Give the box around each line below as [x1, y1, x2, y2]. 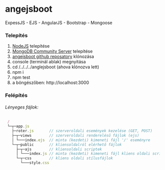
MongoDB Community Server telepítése [12, 48, 93, 55]
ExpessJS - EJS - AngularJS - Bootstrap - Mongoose [5, 20, 112, 26]
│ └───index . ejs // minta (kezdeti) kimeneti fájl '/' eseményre [11, 138, 151, 142]
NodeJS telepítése [12, 43, 50, 49]
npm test [12, 75, 30, 81]
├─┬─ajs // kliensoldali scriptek [16, 146, 102, 152]
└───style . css [20, 161, 50, 166]
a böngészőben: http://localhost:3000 [12, 80, 89, 85]
